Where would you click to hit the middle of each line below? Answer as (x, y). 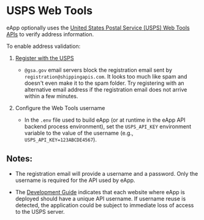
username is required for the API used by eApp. (75, 180)
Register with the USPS (44, 58)
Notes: (19, 159)
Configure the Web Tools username (60, 108)
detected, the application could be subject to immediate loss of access (104, 205)
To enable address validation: (43, 46)
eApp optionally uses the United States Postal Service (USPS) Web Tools (98, 28)
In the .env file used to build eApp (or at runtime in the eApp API (105, 120)
